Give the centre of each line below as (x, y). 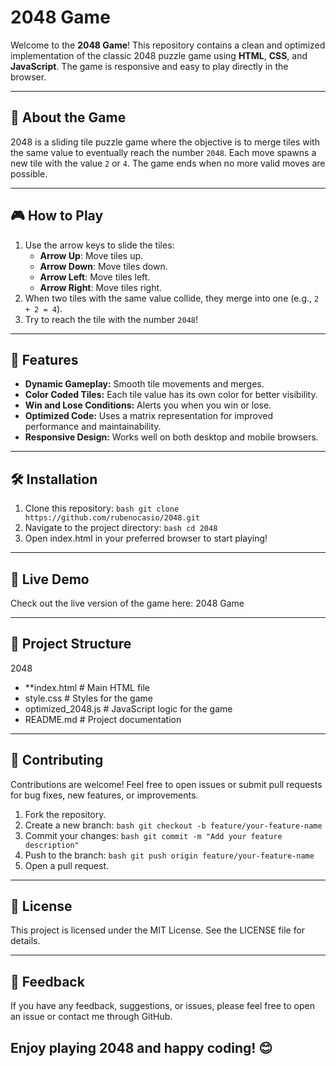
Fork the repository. (65, 814)
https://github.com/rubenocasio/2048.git (112, 518)
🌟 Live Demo (50, 579)
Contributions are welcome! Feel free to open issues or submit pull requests (166, 784)
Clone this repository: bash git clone (102, 508)
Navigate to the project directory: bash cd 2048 (121, 528)
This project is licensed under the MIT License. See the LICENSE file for (158, 930)
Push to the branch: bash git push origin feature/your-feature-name (169, 855)
